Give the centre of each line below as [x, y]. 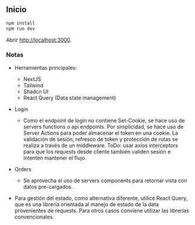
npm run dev [20, 29]
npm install [20, 23]
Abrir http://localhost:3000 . [39, 40]
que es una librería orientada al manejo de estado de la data [87, 204]
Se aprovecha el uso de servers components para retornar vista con [105, 180]
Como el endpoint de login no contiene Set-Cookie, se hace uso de [104, 120]
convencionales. [34, 217]
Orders [23, 169]
